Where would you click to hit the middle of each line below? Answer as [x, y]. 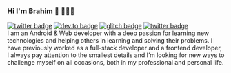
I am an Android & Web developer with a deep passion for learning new [108, 33]
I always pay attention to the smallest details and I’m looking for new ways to [116, 55]
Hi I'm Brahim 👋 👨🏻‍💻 [41, 11]
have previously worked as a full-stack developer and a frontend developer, [114, 48]
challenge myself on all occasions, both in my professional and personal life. [115, 63]
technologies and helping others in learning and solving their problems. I [110, 41]
